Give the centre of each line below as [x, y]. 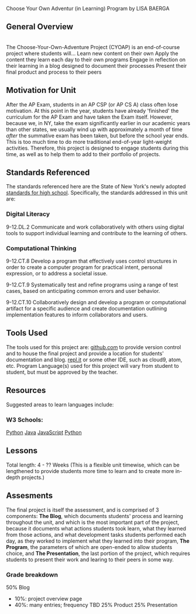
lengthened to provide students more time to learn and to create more [90, 471]
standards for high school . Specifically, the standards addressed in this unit [97, 193]
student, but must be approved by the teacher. [62, 372]
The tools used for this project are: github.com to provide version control [94, 347]
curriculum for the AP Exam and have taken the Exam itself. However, [90, 117]
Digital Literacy [28, 214]
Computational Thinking [41, 248]
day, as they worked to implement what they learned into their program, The [98, 541]
